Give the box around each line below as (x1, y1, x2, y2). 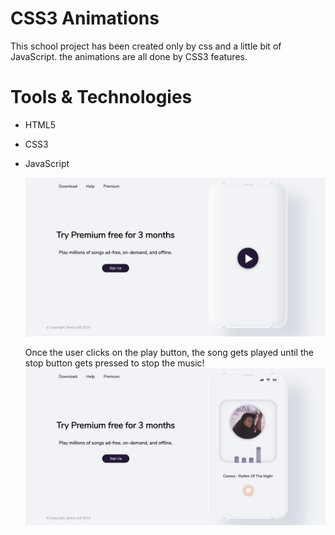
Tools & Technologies (10, 86, 193, 109)
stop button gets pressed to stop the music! (24, 357, 205, 369)
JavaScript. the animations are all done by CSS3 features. (10, 50, 248, 62)
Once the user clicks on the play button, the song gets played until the (24, 347, 314, 359)
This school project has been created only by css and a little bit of (10, 40, 282, 52)
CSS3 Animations (10, 7, 160, 30)
